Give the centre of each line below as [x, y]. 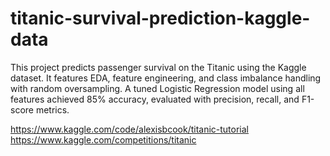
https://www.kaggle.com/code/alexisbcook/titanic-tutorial [130, 129]
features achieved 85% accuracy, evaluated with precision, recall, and [155, 99]
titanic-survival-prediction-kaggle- [160, 18]
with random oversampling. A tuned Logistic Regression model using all [157, 88]
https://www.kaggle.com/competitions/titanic [103, 139]
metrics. [52, 109]
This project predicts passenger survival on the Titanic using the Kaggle [158, 67]
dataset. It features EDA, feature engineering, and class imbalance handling [166, 78]
